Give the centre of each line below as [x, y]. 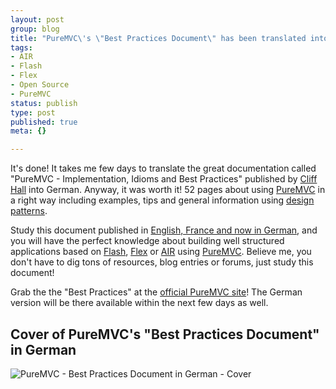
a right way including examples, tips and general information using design [162, 200]
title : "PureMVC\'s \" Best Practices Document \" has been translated [158, 38]
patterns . [29, 211]
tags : [21, 47]
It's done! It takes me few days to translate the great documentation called [163, 168]
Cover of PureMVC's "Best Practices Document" [165, 334]
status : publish [44, 103]
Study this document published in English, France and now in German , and [164, 230]
